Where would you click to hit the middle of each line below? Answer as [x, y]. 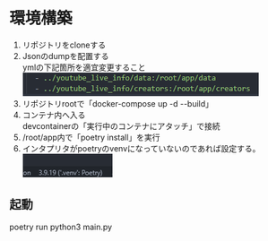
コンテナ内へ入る [54, 115]
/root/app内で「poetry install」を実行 [91, 137]
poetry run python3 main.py [61, 227]
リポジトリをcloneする [64, 45]
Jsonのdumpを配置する [65, 56]
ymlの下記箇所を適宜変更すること [84, 67]
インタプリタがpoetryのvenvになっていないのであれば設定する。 [141, 148]
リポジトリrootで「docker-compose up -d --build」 [117, 103]
